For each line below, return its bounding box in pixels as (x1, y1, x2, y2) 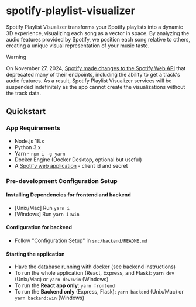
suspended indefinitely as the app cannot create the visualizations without (6, 83, 185, 90)
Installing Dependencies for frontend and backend (6, 191, 132, 198)
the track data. (6, 89, 42, 96)
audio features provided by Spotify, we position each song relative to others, (6, 36, 190, 43)
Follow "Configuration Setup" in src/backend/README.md (14, 237, 147, 244)
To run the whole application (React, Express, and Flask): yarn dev (14, 270, 174, 277)
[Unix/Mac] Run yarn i (14, 204, 70, 211)
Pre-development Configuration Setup (6, 177, 118, 185)
